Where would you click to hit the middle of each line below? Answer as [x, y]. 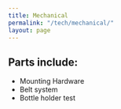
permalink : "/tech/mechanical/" [61, 23]
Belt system [38, 90]
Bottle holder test [48, 98]
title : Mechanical [38, 15]
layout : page [29, 30]
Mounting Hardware [52, 81]
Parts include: [43, 62]
